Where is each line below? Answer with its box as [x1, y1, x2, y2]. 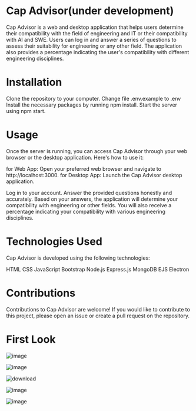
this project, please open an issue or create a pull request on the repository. [6, 312, 190, 319]
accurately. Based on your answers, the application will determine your [6, 195, 178, 203]
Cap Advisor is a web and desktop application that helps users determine [6, 24, 184, 31]
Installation [6, 75, 62, 89]
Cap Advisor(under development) [6, 4, 174, 18]
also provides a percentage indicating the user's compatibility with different [6, 48, 190, 55]
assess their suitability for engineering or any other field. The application [6, 42, 182, 49]
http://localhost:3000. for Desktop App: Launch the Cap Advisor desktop [6, 171, 182, 178]
